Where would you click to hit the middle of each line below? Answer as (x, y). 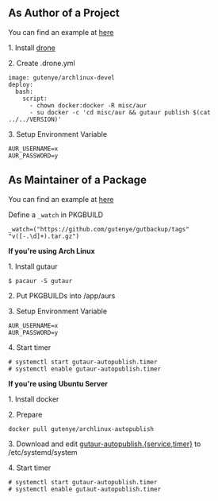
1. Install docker (34, 399)
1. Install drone (32, 48)
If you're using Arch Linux (52, 250)
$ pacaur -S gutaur (40, 281)
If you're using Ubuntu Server (58, 383)
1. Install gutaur (33, 266)
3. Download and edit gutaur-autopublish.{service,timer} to (105, 444)
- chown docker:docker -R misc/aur (88, 105)
